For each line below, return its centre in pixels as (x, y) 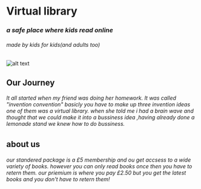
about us (23, 144)
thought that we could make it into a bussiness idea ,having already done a (100, 117)
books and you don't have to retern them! (58, 179)
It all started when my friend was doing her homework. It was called (91, 98)
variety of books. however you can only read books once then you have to (99, 166)
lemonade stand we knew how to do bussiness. (66, 124)
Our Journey (31, 82)
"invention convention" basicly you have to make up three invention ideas (98, 105)
